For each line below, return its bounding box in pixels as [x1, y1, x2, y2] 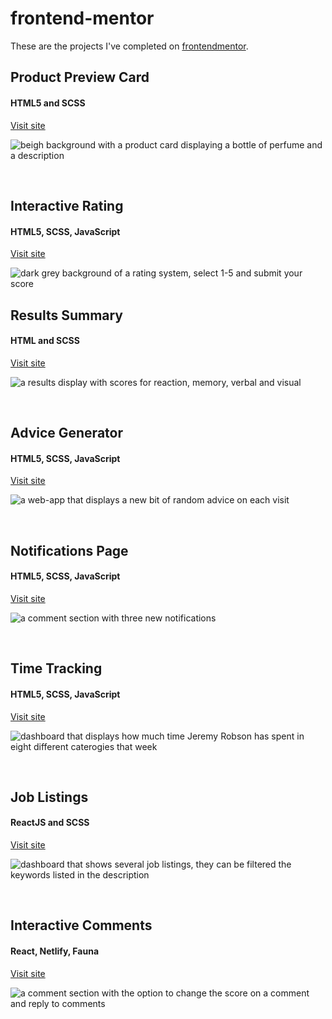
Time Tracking [10, 660, 103, 677]
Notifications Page [10, 542, 129, 559]
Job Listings [10, 788, 89, 806]
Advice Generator [10, 425, 123, 442]
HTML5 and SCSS [10, 97, 86, 109]
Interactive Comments [10, 917, 153, 934]
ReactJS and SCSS [10, 817, 90, 829]
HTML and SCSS [10, 335, 80, 347]
